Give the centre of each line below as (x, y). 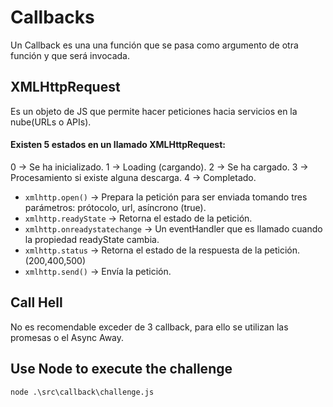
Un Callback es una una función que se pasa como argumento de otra (154, 45)
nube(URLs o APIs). (51, 122)
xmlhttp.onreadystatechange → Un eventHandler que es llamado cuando (173, 228)
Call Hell (36, 302)
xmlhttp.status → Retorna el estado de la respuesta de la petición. (162, 250)
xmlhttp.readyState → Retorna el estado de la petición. (138, 218)
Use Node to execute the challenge (121, 369)
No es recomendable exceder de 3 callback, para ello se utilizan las (149, 327)
